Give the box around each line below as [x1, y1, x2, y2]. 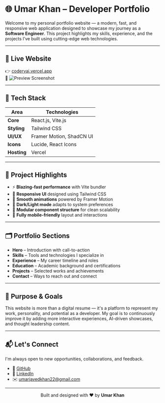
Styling [7, 124, 25, 131]
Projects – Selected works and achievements [12, 268, 104, 274]
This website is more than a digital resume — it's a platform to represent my [5, 305, 158, 311]
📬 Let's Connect [5, 341, 59, 349]
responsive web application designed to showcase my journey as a [5, 25, 141, 31]
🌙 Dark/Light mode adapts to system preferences [12, 202, 113, 208]
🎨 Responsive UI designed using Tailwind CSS [12, 191, 107, 197]
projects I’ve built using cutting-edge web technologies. [5, 35, 118, 41]
